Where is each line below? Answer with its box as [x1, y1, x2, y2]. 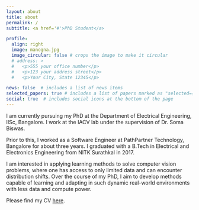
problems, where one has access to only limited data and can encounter [6, 166, 182, 173]
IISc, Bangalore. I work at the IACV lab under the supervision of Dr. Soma [6, 118, 184, 125]
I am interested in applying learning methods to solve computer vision [6, 160, 176, 167]
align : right [11, 41, 44, 47]
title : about [6, 14, 38, 20]
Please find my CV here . [6, 196, 65, 204]
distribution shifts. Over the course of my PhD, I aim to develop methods [6, 173, 182, 180]
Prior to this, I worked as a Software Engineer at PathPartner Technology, [6, 136, 185, 143]
